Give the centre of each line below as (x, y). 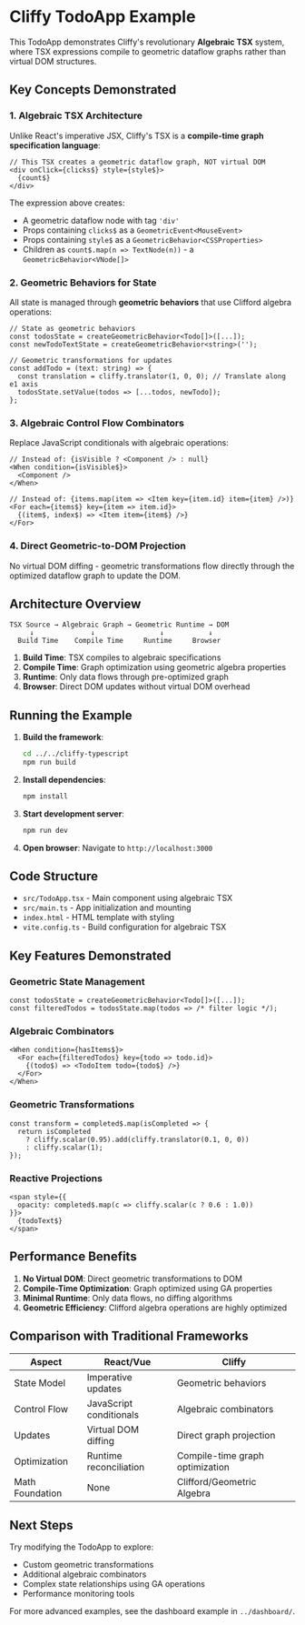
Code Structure (54, 876)
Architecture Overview (75, 603)
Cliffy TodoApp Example (103, 17)
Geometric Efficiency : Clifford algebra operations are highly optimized (155, 1308)
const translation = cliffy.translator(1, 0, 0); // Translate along (152, 376)
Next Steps (41, 1525)
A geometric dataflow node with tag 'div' (101, 220)
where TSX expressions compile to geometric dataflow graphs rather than (148, 51)
